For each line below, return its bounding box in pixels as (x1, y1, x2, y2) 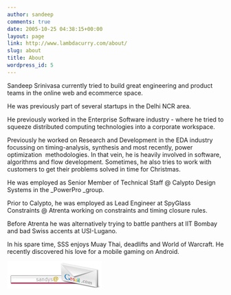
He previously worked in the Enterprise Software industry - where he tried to (7, 115, 224, 123)
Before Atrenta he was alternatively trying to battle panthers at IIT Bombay (7, 220, 218, 228)
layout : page (7, 33, 45, 40)
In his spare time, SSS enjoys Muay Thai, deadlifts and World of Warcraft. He (7, 240, 224, 248)
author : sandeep (7, 11, 54, 18)
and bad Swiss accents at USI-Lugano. (7, 226, 118, 235)
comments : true (7, 18, 51, 25)
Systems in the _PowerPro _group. (7, 185, 104, 193)
